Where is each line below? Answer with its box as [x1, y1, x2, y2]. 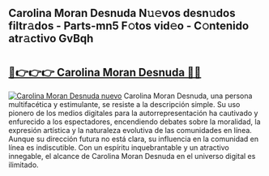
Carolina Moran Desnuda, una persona [123, 91, 253, 101]
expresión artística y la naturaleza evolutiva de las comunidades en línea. [8, 126, 253, 135]
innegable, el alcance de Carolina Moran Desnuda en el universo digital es [8, 152, 256, 161]
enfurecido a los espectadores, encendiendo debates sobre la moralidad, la [8, 117, 261, 127]
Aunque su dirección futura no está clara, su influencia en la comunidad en [8, 134, 259, 144]
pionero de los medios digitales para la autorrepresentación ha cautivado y [8, 109, 258, 118]
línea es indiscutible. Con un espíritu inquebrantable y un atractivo [8, 143, 229, 152]
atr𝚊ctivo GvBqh [8, 32, 94, 45]
